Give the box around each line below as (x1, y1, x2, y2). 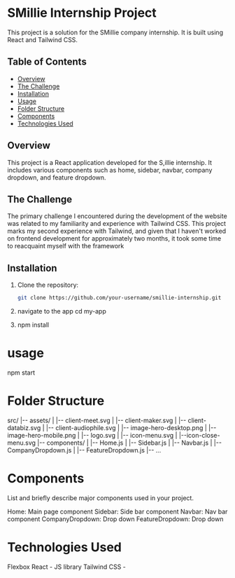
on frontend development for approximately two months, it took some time (7, 234, 222, 243)
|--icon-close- (178, 431, 220, 439)
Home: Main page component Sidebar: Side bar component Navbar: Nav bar (7, 507, 228, 516)
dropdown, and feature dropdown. (7, 173, 106, 182)
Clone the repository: (17, 281, 79, 289)
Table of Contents (7, 56, 87, 68)
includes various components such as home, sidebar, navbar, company (7, 166, 213, 174)
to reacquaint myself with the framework (7, 242, 124, 250)
